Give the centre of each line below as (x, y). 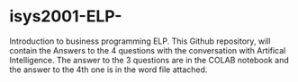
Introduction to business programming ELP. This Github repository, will (140, 41)
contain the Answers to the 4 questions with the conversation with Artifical (148, 50)
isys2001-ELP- (66, 16)
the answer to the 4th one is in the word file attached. (108, 70)
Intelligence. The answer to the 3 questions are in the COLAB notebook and (149, 60)
